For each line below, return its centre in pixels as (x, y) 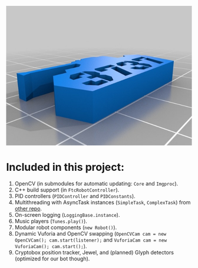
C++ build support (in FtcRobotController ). (67, 190)
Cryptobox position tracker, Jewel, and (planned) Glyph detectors (94, 252)
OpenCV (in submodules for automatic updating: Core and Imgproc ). (96, 183)
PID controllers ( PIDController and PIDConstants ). (75, 196)
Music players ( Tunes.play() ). (51, 221)
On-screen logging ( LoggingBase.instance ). (67, 214)
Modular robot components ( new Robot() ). (66, 227)
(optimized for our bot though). (52, 259)
